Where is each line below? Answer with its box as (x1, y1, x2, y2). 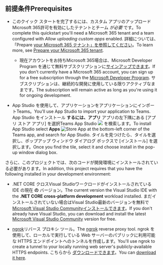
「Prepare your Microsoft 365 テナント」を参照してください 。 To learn (12, 42, 153, 48)
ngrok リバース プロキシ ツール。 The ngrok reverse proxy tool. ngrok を (12, 226, 155, 232)
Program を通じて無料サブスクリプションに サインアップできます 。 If (19, 63, 156, 69)
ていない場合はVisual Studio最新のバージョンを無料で (42, 199, 149, 205)
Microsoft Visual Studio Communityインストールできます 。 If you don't (12, 205, 152, 211)
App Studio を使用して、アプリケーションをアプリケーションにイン (12, 102, 146, 108)
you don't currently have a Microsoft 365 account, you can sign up (19, 69, 153, 74)
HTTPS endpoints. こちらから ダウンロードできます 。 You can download (12, 249, 157, 255)
